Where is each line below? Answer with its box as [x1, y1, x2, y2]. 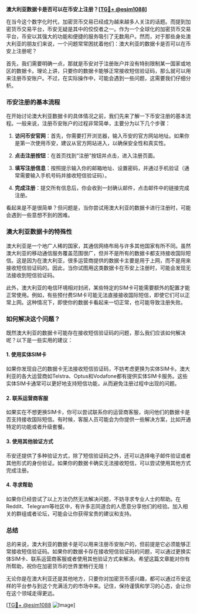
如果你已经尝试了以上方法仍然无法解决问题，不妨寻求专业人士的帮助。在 [6, 495, 181, 502]
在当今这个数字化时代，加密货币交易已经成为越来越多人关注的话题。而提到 [6, 18, 186, 25]
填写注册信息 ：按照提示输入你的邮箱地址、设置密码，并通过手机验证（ [14, 164, 185, 172]
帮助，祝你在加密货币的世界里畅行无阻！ [11, 563, 109, 569]
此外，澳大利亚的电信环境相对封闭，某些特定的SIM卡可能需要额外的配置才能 [6, 284, 191, 291]
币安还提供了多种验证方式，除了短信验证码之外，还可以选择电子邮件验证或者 [6, 452, 191, 459]
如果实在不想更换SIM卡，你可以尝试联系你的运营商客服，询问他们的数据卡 [6, 409, 185, 416]
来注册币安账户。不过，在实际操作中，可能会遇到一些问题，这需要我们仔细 [6, 75, 186, 82]
